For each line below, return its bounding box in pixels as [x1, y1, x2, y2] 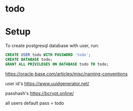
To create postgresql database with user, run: [5, 43, 99, 49]
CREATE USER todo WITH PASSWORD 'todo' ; [5, 52, 91, 58]
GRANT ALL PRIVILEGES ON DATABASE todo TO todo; [5, 61, 109, 67]
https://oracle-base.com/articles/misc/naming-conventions [5, 71, 128, 77]
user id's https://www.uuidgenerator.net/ [5, 80, 89, 86]
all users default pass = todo [5, 100, 64, 106]
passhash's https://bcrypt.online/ [5, 90, 74, 96]
